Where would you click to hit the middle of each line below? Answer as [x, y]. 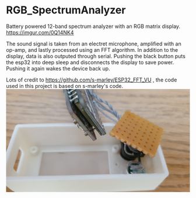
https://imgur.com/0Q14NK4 [40, 32]
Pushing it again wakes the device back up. [58, 68]
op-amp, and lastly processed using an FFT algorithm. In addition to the [92, 49]
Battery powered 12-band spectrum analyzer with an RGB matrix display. [93, 26]
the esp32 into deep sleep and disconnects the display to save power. [90, 62]
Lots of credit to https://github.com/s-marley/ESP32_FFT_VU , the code [92, 80]
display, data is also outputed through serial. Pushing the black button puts [96, 56]
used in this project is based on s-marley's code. [65, 86]
